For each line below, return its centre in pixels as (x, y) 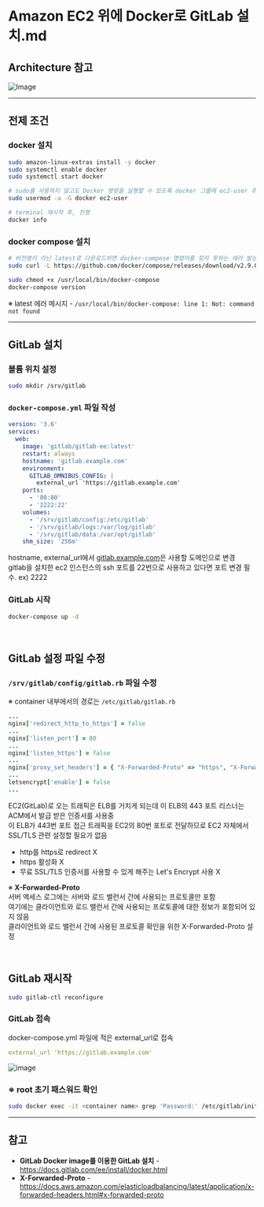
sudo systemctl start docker (56, 177)
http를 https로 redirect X (59, 852)
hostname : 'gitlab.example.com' (75, 461)
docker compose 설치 (49, 241)
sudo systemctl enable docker (58, 169)
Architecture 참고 (51, 67)
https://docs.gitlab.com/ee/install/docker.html (93, 1169)
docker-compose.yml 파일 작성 (62, 408)
